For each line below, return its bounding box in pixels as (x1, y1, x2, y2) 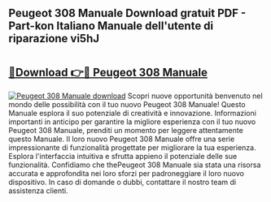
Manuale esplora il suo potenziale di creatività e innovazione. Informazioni (8, 109, 256, 118)
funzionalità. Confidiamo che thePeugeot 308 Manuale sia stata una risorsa (8, 160, 261, 170)
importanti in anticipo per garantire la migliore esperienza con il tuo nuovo (8, 117, 256, 127)
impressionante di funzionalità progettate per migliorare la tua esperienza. (8, 143, 256, 153)
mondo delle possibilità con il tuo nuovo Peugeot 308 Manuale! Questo (8, 100, 246, 109)
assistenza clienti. (8, 186, 69, 196)
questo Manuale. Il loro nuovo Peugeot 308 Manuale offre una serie (8, 134, 235, 144)
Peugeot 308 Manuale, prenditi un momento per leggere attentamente (8, 126, 244, 135)
